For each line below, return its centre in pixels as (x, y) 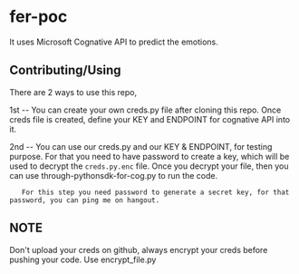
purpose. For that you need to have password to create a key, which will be (149, 156)
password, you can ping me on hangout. (85, 200)
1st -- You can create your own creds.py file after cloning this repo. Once (145, 110)
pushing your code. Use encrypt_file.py (83, 259)
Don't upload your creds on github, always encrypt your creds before (139, 250)
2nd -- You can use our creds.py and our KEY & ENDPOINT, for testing (141, 146)
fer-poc (39, 17)
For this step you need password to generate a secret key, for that (155, 192)
